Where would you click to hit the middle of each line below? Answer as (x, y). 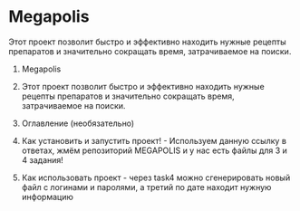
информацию (47, 197)
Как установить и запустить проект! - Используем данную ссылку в (154, 140)
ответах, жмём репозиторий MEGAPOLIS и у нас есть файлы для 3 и (154, 150)
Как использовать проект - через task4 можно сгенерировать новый (156, 177)
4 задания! (43, 159)
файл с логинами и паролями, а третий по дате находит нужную (146, 187)
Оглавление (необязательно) (78, 123)
